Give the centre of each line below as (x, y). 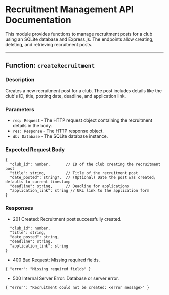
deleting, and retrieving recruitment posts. (49, 44)
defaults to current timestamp (38, 182)
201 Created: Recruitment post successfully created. (67, 219)
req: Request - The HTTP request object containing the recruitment (82, 120)
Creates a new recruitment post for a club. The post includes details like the (84, 91)
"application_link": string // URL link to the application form (80, 191)
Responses (19, 208)
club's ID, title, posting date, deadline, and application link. (66, 96)
